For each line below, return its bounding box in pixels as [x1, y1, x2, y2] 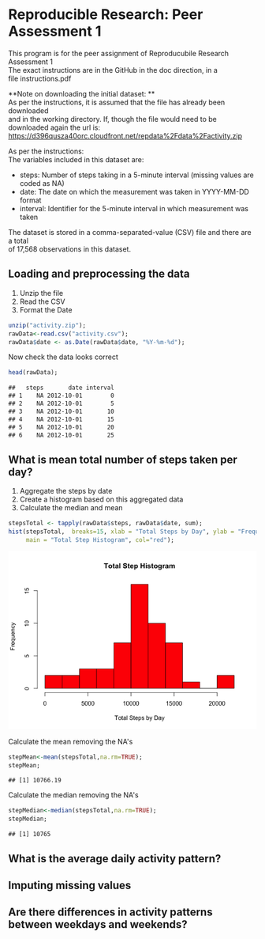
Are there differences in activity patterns [8, 906, 213, 919]
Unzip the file [19, 288, 64, 297]
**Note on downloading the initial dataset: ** [8, 89, 155, 98]
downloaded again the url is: [8, 123, 101, 132]
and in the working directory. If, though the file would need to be [8, 114, 217, 123]
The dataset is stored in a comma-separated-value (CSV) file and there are [8, 227, 252, 237]
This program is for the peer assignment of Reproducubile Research [8, 48, 230, 58]
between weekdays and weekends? [8, 918, 188, 931]
